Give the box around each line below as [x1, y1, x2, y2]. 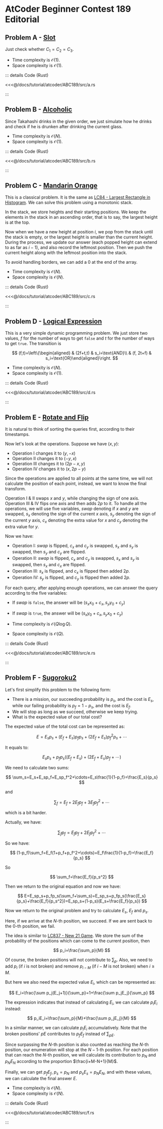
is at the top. [5, 219, 30, 226]
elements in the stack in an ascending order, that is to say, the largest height [5, 214, 158, 220]
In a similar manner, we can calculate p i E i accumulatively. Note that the [5, 1024, 147, 1032]
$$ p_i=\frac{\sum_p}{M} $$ [53, 947, 110, 953]
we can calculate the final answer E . [5, 1075, 77, 1081]
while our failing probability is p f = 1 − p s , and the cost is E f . [12, 702, 131, 710]
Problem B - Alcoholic [5, 105, 72, 114]
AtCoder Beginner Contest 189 [5, 3, 131, 15]
